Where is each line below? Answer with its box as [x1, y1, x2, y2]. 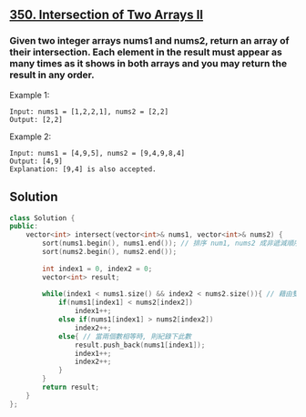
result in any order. [9, 68, 95, 81]
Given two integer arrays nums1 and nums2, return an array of [9, 35, 290, 47]
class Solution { [9, 213, 76, 222]
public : [9, 222, 39, 231]
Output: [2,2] [9, 115, 64, 124]
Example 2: [9, 131, 52, 142]
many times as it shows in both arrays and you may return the [9, 57, 288, 70]
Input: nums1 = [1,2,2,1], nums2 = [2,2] [9, 107, 169, 117]
